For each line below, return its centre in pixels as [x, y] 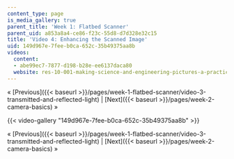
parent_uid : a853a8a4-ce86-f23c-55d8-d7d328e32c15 [82, 33]
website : [26, 72]
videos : [18, 53]
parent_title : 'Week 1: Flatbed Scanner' [68, 26]
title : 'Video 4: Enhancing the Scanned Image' [78, 40]
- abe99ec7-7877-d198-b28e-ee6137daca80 [73, 66]
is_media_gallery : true [42, 20]
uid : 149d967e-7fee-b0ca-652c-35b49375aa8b [71, 46]
